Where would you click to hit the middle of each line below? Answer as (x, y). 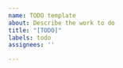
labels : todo (30, 38)
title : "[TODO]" (35, 30)
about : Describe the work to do (61, 23)
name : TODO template (42, 15)
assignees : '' (32, 45)
